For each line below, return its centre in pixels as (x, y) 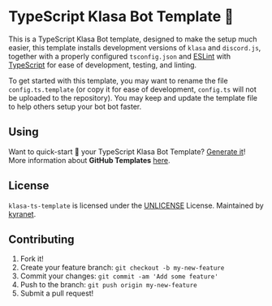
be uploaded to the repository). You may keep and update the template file (133, 97)
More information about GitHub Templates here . (89, 160)
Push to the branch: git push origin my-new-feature (108, 285)
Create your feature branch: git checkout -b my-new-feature (122, 268)
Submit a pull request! (57, 293)
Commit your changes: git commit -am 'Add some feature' (119, 276)
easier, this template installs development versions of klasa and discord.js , (135, 47)
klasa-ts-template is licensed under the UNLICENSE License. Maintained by (136, 205)
